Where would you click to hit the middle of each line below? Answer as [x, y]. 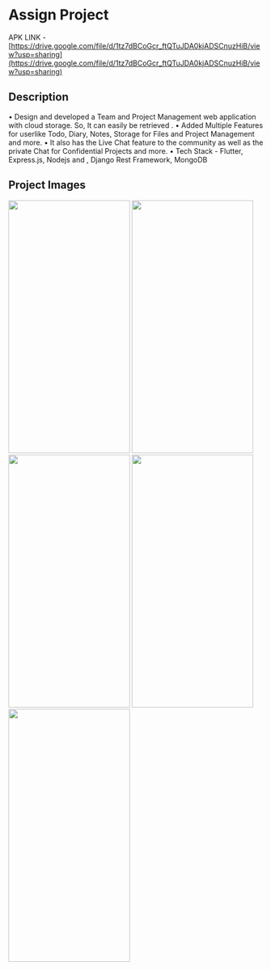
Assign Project [59, 15]
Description [38, 97]
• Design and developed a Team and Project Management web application [132, 116]
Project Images [47, 185]
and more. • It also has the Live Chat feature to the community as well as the [136, 142]
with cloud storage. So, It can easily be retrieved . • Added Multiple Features [136, 125]
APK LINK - [27, 37]
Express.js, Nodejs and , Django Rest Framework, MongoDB [108, 159]
